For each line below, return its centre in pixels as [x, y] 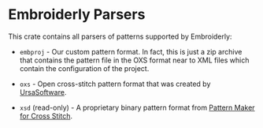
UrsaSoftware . [43, 92]
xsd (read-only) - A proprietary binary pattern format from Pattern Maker [137, 107]
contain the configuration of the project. [84, 68]
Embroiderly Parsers [77, 15]
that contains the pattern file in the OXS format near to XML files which [134, 60]
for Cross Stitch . [46, 115]
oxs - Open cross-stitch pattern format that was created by [115, 84]
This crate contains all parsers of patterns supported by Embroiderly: [120, 36]
